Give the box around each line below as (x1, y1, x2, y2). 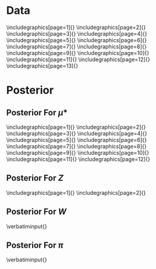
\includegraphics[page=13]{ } (6, 62, 79, 70)
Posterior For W (6, 207, 67, 217)
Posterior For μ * (6, 107, 68, 118)
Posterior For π (6, 240, 63, 250)
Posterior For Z (6, 173, 63, 183)
